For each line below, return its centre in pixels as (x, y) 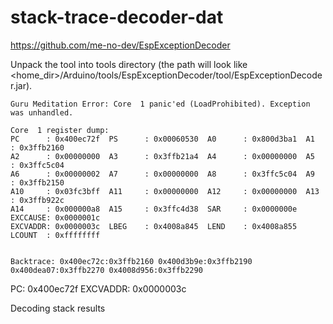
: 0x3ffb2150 (37, 182)
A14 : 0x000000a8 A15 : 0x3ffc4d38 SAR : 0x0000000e (154, 209)
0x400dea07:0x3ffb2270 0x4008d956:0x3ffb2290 (106, 270)
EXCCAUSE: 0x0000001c (55, 217)
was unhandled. (42, 112)
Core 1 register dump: (60, 130)
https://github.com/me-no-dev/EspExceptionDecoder (120, 45)
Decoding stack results (58, 308)
